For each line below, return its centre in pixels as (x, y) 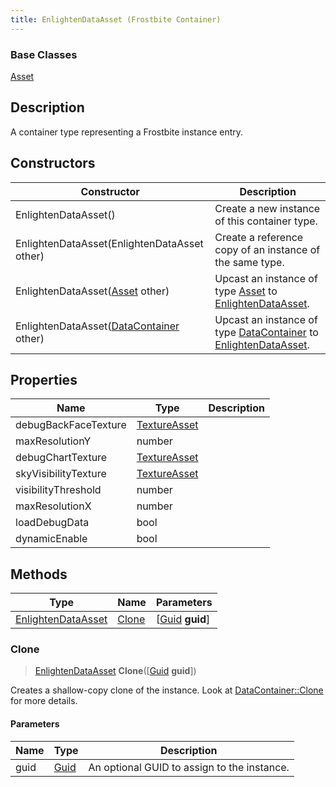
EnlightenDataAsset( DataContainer (97, 326)
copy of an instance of (267, 249)
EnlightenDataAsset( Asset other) (92, 291)
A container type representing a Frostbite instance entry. (127, 132)
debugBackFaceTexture (71, 425)
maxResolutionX (53, 506)
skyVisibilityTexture (61, 474)
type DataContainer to (266, 332)
